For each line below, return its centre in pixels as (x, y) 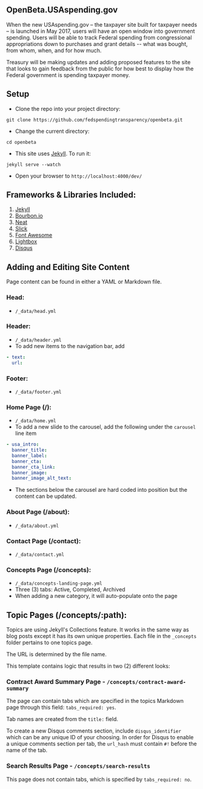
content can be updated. (46, 496)
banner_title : (29, 450)
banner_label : (29, 455)
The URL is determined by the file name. (57, 654)
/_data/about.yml (37, 526)
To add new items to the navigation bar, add (70, 346)
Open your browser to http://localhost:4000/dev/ (78, 176)
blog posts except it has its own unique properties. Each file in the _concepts (101, 636)
